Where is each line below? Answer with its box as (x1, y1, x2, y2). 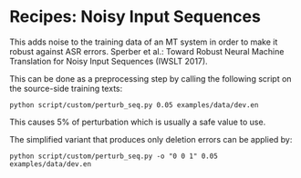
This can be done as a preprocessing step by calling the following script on (9, 73, 292, 84)
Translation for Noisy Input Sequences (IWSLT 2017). (9, 55, 208, 66)
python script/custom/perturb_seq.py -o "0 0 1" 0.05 (9, 152, 219, 161)
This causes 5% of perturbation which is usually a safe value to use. (9, 116, 266, 127)
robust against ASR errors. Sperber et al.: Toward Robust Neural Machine (9, 45, 285, 56)
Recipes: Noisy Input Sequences (9, 6, 262, 27)
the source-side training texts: (9, 83, 123, 94)
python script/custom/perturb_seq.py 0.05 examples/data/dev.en (9, 100, 259, 110)
